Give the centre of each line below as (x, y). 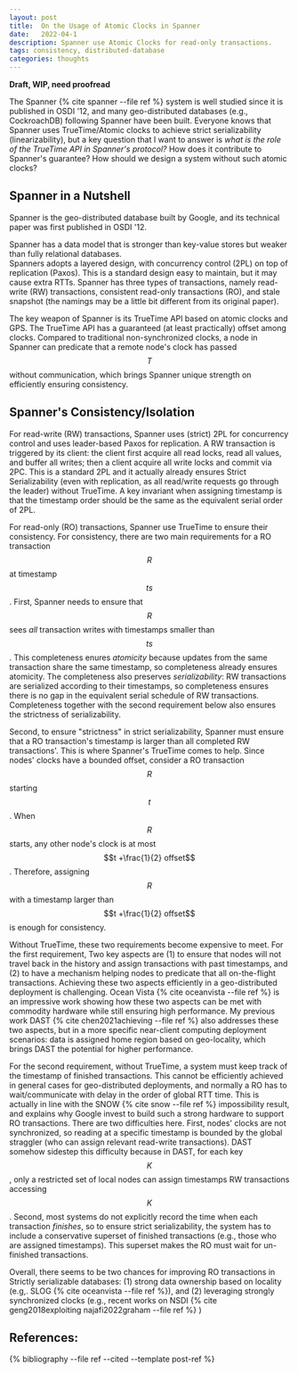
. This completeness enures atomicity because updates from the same (139, 658)
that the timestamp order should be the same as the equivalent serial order (146, 500)
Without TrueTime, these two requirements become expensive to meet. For (146, 944)
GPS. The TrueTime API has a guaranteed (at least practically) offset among (148, 327)
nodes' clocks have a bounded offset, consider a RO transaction (127, 760)
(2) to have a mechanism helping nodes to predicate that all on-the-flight (142, 972)
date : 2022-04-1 (43, 34)
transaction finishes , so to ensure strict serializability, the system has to (140, 1226)
